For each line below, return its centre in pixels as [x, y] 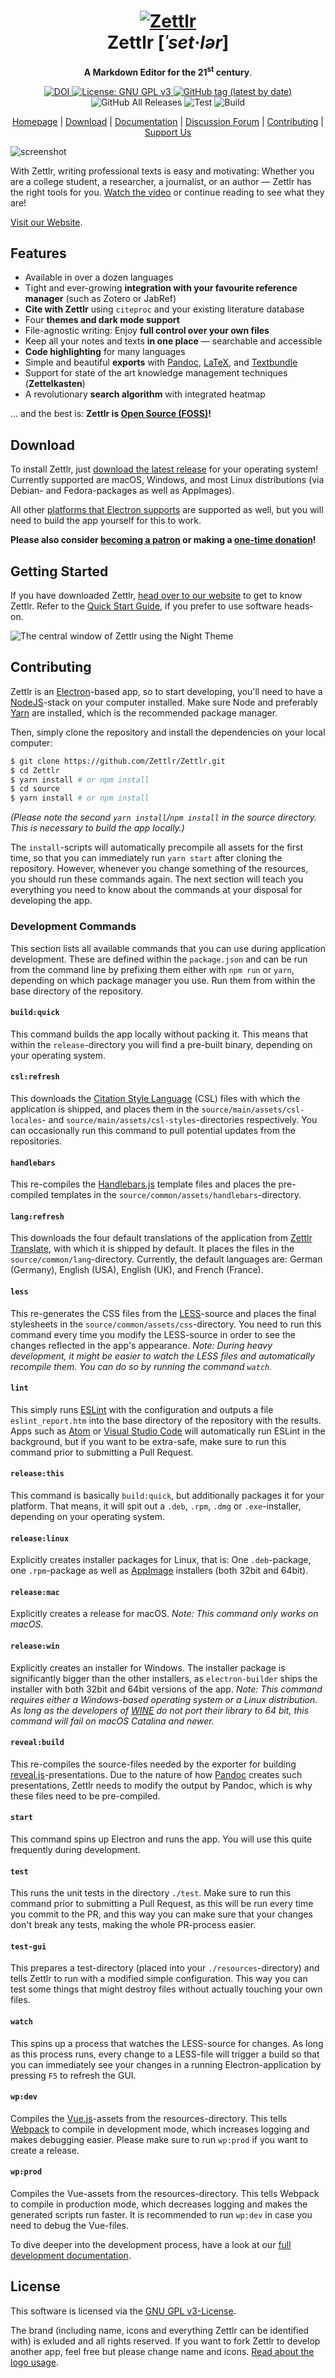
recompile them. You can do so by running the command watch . [141, 1366]
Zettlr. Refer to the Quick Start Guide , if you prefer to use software [146, 606]
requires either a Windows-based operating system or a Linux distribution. [164, 1699]
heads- [298, 606]
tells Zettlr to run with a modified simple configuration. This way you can [159, 1979]
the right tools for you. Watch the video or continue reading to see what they [167, 192]
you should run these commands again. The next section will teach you [157, 879]
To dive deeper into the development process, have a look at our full [151, 2244]
